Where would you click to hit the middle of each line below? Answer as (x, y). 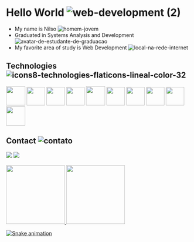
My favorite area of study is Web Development (71, 48)
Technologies (32, 66)
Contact (21, 141)
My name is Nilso (35, 29)
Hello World (35, 13)
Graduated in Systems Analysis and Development (74, 35)
